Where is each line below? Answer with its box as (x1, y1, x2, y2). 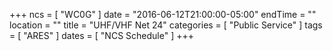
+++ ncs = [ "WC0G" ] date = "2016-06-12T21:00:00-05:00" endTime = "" (9, 9, 317, 20)
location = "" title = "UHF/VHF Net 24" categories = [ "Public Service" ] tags (9, 19, 323, 31)
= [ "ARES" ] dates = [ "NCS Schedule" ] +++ (9, 30, 194, 41)
